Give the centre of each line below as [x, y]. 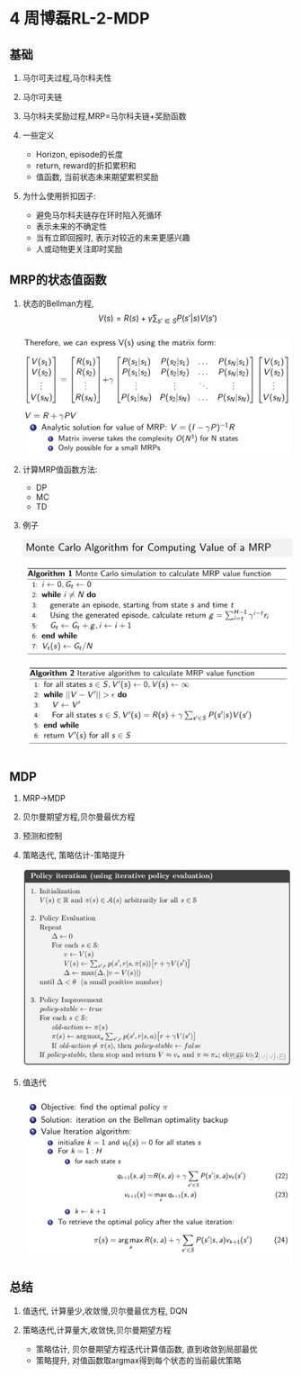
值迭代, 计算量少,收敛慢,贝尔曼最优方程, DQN [105, 1310]
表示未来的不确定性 [71, 226]
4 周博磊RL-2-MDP [80, 18]
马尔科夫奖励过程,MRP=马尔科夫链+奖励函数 [104, 116]
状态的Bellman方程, [58, 303]
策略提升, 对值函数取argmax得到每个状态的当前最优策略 [138, 1360]
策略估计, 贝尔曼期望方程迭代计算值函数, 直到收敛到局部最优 [146, 1349]
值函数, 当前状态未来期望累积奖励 [97, 177]
